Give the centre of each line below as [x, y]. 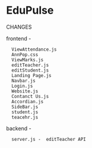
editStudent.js [30, 70]
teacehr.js [25, 117]
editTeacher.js [30, 65]
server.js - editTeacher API [49, 139]
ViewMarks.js [28, 60]
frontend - [19, 38]
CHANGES [19, 27]
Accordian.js [28, 101]
